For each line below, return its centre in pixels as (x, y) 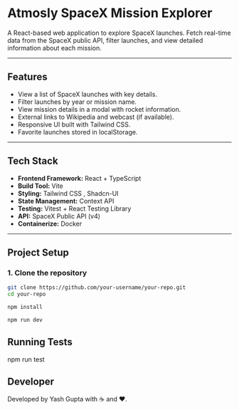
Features (27, 77)
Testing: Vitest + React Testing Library (74, 209)
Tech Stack (33, 161)
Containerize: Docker (50, 224)
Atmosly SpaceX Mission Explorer (110, 13)
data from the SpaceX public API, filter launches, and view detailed (105, 40)
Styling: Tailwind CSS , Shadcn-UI (68, 193)
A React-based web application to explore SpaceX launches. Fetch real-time (119, 33)
